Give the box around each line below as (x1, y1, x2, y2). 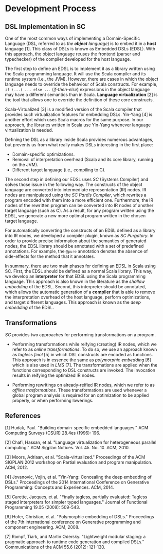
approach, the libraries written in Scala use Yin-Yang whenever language (5, 122, 151, 128)
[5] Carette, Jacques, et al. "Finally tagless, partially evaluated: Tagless (5, 494, 147, 500)
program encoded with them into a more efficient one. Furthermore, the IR (5, 197, 154, 203)
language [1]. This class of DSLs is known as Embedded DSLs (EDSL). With (5, 46, 156, 51)
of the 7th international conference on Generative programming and (5, 519, 141, 525)
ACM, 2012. (5, 464, 28, 470)
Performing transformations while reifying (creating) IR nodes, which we (12, 341, 157, 347)
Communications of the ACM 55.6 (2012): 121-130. (5, 544, 106, 550)
